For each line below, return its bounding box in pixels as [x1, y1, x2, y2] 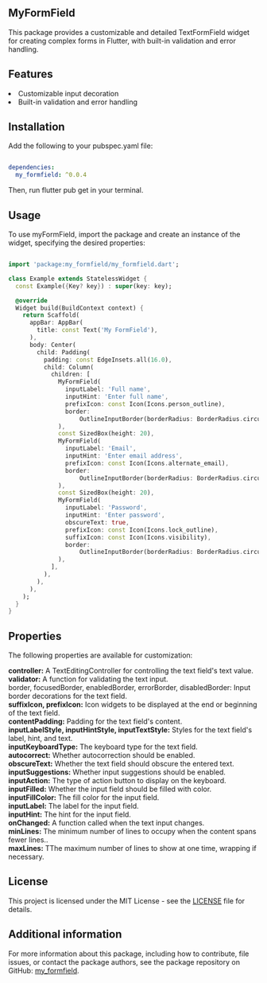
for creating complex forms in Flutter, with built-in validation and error [8, 36, 236, 45]
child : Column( [43, 363, 94, 371]
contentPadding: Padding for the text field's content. [8, 716, 183, 727]
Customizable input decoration [18, 88, 119, 98]
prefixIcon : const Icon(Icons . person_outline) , [64, 400, 226, 408]
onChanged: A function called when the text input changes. [8, 818, 205, 828]
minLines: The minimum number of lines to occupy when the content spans [8, 827, 257, 837]
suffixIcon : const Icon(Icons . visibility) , [64, 533, 212, 541]
